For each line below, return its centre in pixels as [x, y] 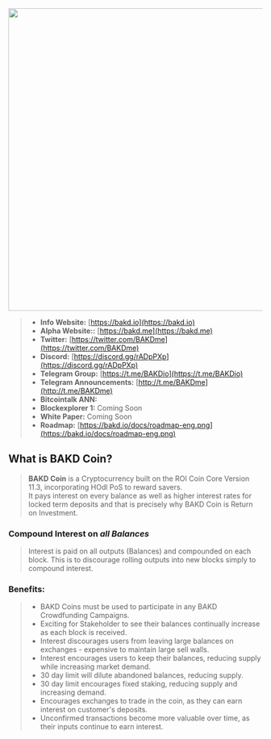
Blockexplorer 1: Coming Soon [91, 408]
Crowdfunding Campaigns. [85, 616]
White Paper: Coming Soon [86, 416]
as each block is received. [83, 633]
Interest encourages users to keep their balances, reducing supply [150, 658]
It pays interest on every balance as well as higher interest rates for [140, 495]
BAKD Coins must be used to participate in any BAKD [129, 607]
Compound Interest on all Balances [79, 533]
